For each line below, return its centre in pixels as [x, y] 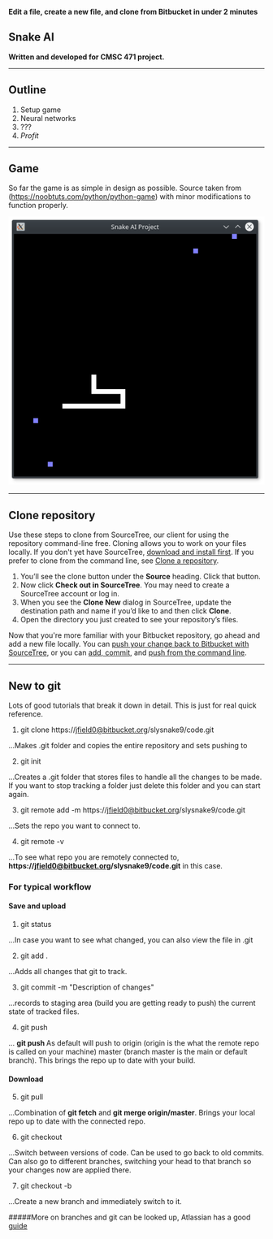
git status [36, 925]
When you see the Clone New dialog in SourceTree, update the [126, 602]
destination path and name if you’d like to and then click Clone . [126, 611]
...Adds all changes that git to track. [68, 972]
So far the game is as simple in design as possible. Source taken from [125, 188]
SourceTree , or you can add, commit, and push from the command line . [128, 652]
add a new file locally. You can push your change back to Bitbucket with [129, 644]
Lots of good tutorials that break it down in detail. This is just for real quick [133, 705]
